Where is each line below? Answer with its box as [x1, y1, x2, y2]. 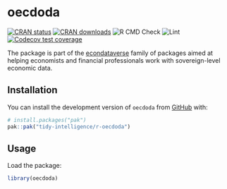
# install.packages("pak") [7, 116, 87, 123]
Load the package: [7, 161, 62, 170]
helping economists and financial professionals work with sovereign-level [7, 56, 221, 64]
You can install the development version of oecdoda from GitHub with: [7, 103, 208, 111]
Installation [7, 84, 58, 96]
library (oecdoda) [7, 175, 59, 182]
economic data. [7, 63, 53, 72]
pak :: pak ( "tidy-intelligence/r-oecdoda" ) [7, 123, 131, 130]
